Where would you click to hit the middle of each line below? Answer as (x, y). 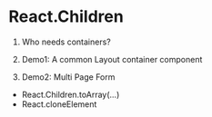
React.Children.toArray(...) (71, 94)
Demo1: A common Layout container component (112, 59)
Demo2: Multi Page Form (68, 77)
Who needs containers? (66, 42)
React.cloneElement (59, 104)
